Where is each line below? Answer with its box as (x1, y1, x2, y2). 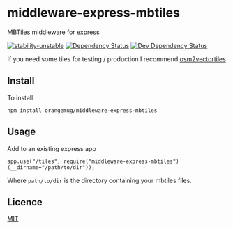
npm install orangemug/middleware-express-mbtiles (7, 106, 158, 114)
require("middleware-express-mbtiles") (63, 158, 179, 165)
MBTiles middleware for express (7, 28, 100, 36)
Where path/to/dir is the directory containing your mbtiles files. (7, 176, 192, 184)
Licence (7, 196, 43, 208)
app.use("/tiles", (7, 158, 61, 165)
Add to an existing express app (7, 144, 96, 152)
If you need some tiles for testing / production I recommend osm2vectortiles (7, 54, 227, 63)
